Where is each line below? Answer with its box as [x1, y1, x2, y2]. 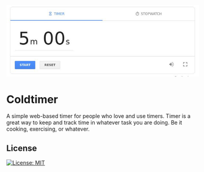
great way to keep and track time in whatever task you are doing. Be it [6, 119, 183, 126]
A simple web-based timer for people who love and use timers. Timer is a [6, 112, 191, 120]
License [6, 143, 37, 153]
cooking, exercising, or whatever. [6, 125, 90, 132]
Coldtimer [6, 92, 59, 106]
